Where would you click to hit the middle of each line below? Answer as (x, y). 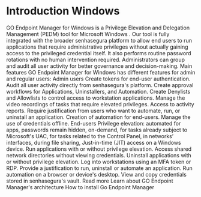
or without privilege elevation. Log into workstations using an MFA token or (99, 162)
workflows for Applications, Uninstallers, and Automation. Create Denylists (98, 91)
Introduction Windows (63, 11)
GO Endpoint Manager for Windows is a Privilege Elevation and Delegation (98, 28)
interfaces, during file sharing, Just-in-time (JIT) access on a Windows (94, 142)
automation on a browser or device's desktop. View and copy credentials (97, 174)
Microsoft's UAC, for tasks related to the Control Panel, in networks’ (90, 136)
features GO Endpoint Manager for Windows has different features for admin (101, 72)
